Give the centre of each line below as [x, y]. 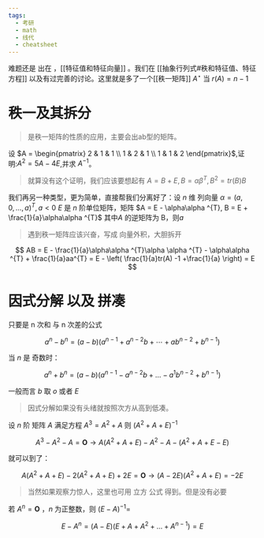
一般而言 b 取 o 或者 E [44, 390]
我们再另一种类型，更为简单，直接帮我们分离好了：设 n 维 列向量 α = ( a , [125, 197]
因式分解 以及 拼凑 [67, 301]
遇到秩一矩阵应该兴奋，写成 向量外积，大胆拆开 [104, 234]
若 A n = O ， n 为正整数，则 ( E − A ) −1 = [70, 508]
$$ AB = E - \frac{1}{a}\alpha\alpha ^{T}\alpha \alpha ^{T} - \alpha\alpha [132, 250]
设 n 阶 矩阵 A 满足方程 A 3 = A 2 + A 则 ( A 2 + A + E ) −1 [93, 424]
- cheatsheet [37, 45]
